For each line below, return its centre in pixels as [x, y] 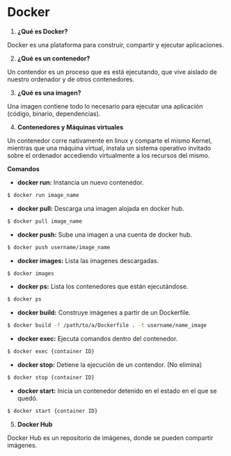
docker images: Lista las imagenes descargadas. [88, 260]
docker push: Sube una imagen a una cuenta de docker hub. [105, 235]
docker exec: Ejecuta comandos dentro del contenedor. [97, 339]
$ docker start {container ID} [53, 411]
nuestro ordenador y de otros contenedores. [71, 79]
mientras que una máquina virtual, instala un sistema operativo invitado [109, 148]
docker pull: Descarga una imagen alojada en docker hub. [101, 208]
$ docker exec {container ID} [51, 352]
